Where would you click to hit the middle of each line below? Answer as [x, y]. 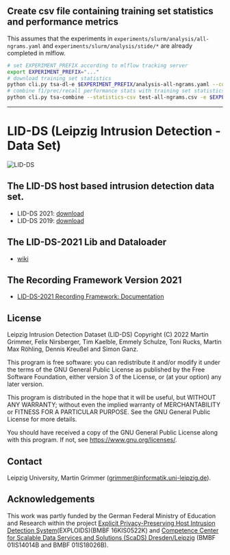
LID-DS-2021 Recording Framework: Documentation [90, 296]
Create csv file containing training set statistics [110, 11]
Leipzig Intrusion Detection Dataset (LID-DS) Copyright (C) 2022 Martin [108, 335]
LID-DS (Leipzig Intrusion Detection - [114, 131]
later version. [26, 384]
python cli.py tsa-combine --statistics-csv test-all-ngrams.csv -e [107, 98]
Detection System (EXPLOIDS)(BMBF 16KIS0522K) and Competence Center [113, 530]
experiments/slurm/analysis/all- [162, 39]
